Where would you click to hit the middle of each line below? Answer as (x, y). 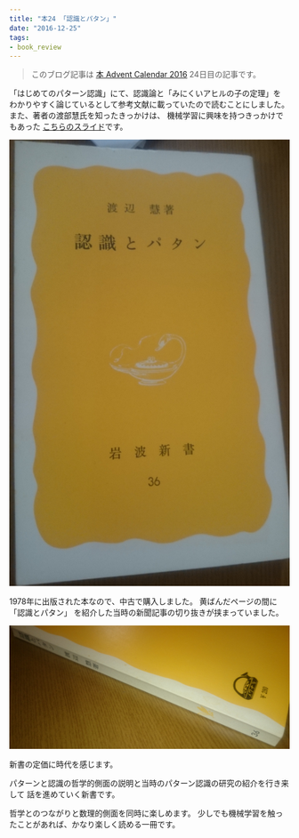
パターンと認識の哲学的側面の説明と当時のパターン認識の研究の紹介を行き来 (149, 784)
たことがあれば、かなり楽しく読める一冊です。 (95, 825)
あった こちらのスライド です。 (72, 127)
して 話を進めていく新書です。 (65, 794)
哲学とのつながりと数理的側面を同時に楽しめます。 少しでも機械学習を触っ (146, 813)
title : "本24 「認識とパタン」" (63, 19)
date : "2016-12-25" (45, 28)
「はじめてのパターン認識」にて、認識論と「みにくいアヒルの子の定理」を (145, 93)
